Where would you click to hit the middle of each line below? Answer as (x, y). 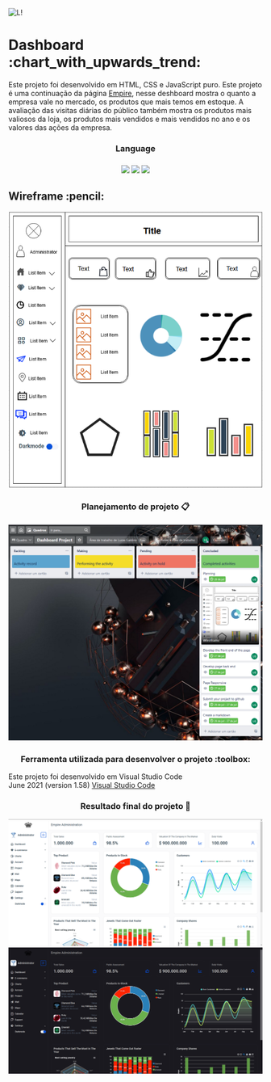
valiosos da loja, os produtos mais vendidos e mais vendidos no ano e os (129, 119)
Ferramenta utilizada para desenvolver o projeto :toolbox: (135, 759)
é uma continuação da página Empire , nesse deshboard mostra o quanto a (132, 93)
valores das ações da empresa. (60, 127)
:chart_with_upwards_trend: (105, 63)
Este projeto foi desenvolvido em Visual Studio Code (96, 777)
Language (135, 148)
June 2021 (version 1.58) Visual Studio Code (82, 785)
